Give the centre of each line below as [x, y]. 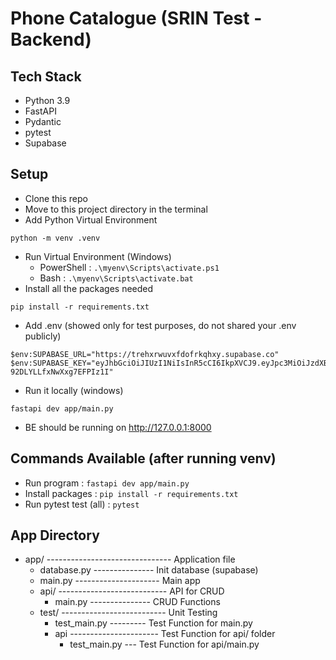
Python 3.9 [47, 100]
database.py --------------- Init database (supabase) [149, 570]
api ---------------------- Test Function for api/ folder [165, 634]
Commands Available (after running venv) [143, 458]
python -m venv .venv [55, 238]
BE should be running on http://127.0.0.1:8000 [118, 427]
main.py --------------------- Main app [120, 581]
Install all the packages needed [89, 288]
